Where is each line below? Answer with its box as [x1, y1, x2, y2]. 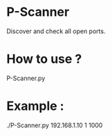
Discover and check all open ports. [6, 27, 106, 35]
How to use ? [6, 51, 82, 67]
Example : [6, 98, 64, 114]
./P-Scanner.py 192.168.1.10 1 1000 [6, 121, 103, 129]
